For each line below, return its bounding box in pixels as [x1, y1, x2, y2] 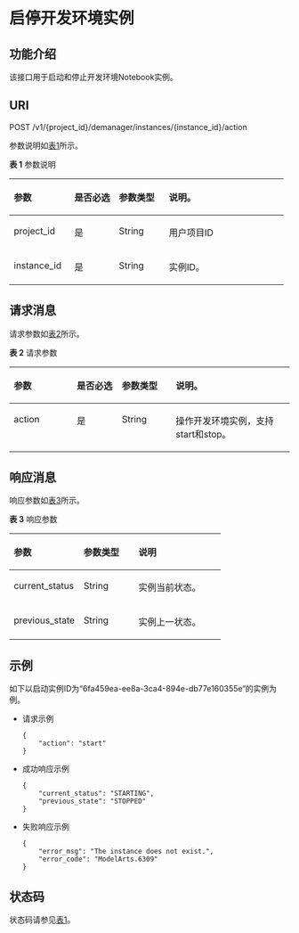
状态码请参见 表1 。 [9, 914, 76, 925]
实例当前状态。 [138, 581, 202, 593]
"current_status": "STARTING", [38, 790, 155, 798]
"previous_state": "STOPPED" [38, 797, 147, 806]
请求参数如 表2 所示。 [9, 328, 85, 339]
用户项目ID [168, 226, 214, 239]
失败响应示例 [21, 822, 69, 832]
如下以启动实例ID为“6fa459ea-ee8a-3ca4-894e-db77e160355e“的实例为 [9, 683, 278, 694]
